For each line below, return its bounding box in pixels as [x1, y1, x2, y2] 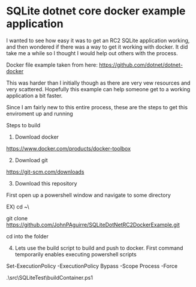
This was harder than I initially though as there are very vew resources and [6, 79, 191, 86]
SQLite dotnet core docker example [6, 4, 186, 18]
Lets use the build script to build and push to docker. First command [14, 244, 183, 252]
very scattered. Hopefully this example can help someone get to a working [6, 85, 191, 92]
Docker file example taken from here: [6, 61, 98, 68]
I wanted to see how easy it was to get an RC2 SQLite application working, [6, 37, 190, 44]
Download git [14, 156, 48, 163]
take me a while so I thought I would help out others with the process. [6, 49, 178, 56]
